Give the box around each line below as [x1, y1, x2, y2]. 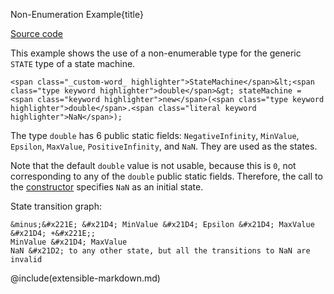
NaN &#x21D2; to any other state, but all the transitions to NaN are [10, 246, 311, 256]
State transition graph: [10, 200, 102, 212]
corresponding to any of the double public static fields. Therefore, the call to [10, 170, 323, 182]
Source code [10, 28, 63, 39]
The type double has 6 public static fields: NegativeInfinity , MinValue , [10, 130, 300, 141]
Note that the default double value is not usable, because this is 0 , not [10, 160, 297, 171]
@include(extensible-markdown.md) [10, 272, 161, 284]
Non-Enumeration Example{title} [10, 9, 144, 20]
